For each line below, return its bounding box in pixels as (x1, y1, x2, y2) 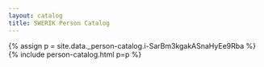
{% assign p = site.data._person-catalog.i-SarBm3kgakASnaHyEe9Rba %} (8, 41, 257, 50)
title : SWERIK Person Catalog (8, 19, 111, 27)
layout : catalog (8, 11, 63, 20)
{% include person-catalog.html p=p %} (8, 49, 142, 59)
